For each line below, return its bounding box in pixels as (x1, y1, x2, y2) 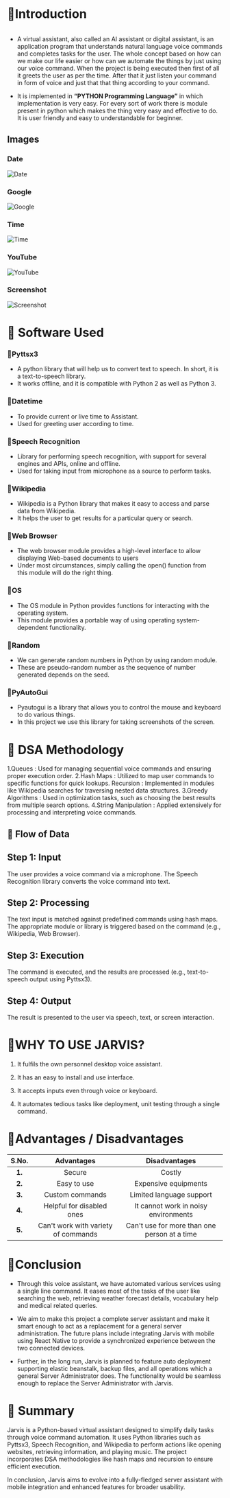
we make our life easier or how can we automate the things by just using (16, 56, 222, 65)
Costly (160, 1167, 181, 1177)
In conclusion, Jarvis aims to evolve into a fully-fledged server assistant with (7, 1475, 223, 1484)
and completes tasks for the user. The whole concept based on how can (16, 49, 221, 58)
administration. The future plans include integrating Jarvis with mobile (16, 1329, 215, 1337)
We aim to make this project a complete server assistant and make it (16, 1314, 210, 1323)
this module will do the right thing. (16, 569, 114, 577)
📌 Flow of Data (7, 828, 70, 840)
